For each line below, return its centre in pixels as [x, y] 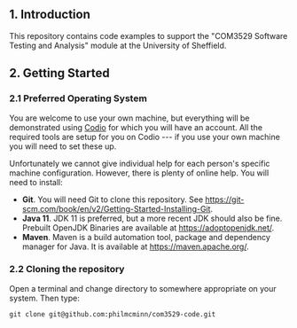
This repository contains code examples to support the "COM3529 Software [148, 35]
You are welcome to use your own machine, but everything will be [129, 118]
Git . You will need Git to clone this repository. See [113, 199]
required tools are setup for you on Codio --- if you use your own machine [145, 137]
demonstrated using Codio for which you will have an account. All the [136, 127]
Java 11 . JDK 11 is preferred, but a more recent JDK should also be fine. [152, 218]
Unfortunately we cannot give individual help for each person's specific [140, 163]
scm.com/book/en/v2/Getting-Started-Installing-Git [116, 208]
